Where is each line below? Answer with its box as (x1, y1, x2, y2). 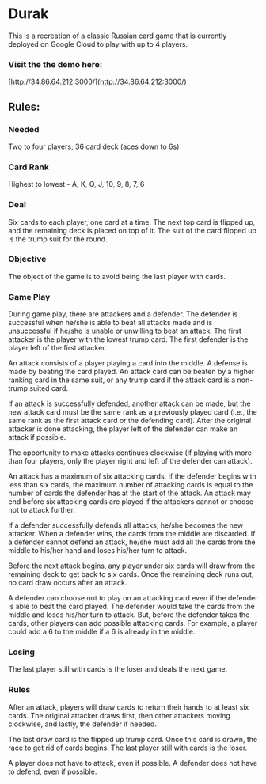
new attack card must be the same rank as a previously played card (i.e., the (8, 407, 257, 417)
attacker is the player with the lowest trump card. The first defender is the (8, 335, 249, 344)
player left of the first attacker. (8, 343, 107, 353)
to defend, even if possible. (8, 767, 97, 776)
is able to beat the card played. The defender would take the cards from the (8, 602, 255, 612)
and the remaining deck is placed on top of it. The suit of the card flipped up (8, 225, 257, 235)
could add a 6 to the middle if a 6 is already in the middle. (8, 627, 196, 637)
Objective (8, 254, 47, 265)
